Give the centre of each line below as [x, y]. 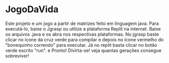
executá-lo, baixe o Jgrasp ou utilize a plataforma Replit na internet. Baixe [83, 28]
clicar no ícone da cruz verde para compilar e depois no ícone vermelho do [84, 40]
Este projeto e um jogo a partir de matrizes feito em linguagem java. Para [82, 23]
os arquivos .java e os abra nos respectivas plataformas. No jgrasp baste [82, 34]
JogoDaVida [32, 9]
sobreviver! [17, 56]
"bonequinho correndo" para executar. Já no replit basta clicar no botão [81, 45]
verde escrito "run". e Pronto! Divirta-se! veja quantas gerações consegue [83, 50]
